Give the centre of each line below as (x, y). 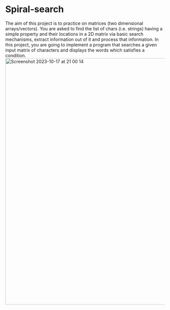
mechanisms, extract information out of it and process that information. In (82, 39)
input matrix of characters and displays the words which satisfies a (75, 50)
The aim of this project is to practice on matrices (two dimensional (74, 23)
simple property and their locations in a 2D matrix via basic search (74, 34)
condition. (16, 55)
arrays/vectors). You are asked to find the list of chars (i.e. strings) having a (84, 28)
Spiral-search (35, 9)
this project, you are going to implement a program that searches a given (81, 44)
